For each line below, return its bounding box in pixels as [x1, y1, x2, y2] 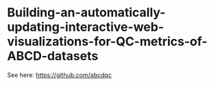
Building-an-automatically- [7, 5, 166, 20]
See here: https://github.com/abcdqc [7, 70, 112, 79]
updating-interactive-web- [7, 19, 165, 35]
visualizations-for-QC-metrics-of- [7, 34, 208, 49]
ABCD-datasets [7, 48, 99, 64]
